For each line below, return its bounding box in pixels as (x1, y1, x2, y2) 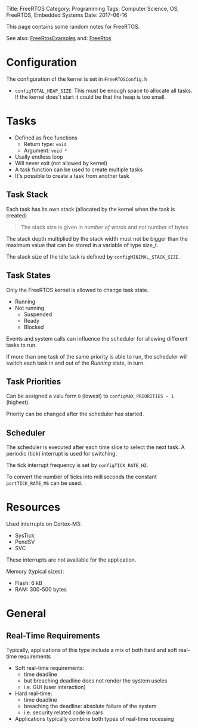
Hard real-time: (14, 690, 52, 697)
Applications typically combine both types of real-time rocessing (14, 715, 174, 723)
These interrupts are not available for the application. (6, 556, 137, 563)
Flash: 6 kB (14, 580, 43, 587)
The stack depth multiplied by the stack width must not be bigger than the (6, 235, 188, 242)
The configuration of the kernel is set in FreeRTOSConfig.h (6, 75, 147, 83)
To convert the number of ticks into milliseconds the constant (6, 473, 157, 481)
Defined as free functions (14, 134, 78, 141)
